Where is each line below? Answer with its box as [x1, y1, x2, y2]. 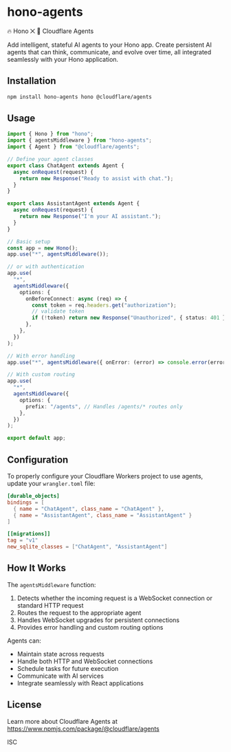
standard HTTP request [16, 601, 84, 609]
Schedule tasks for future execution [16, 664, 119, 672]
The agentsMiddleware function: [7, 580, 96, 588]
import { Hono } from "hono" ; [7, 131, 94, 137]
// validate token [32, 308, 85, 315]
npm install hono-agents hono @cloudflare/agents [7, 93, 153, 100]
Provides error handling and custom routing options [16, 623, 164, 631]
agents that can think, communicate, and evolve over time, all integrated [7, 47, 212, 56]
